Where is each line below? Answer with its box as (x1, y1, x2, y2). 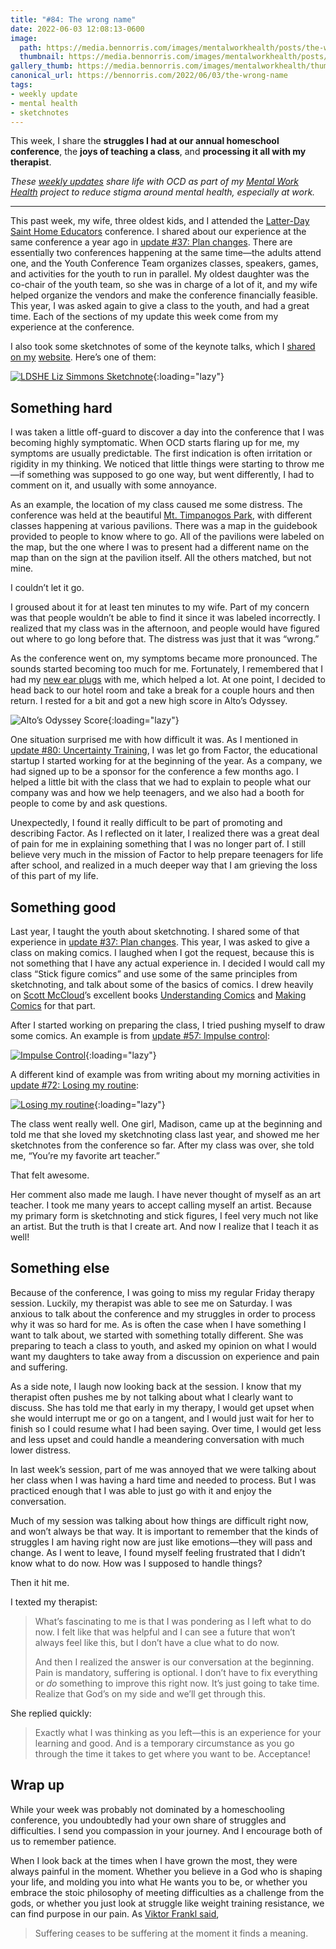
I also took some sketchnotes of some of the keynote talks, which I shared (10, 341, 316, 353)
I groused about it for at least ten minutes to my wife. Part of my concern (10, 601, 310, 613)
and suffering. (10, 1361, 68, 1373)
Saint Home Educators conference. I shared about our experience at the (10, 226, 307, 238)
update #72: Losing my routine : (10, 1079, 140, 1091)
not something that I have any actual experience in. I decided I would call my (10, 957, 326, 969)
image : (10, 33, 38, 43)
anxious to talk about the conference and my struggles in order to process (10, 1307, 316, 1320)
